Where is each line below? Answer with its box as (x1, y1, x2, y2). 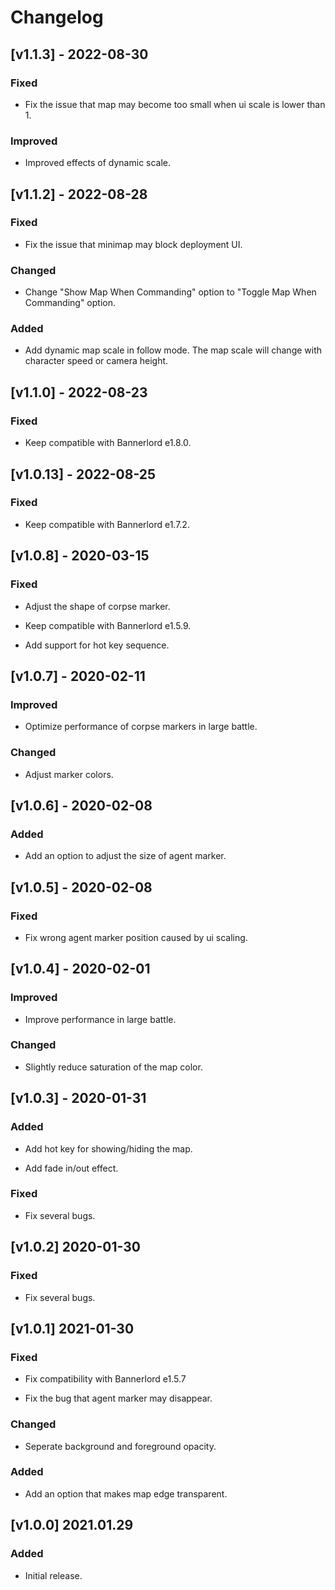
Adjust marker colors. (24, 768, 114, 780)
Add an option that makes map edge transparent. (24, 1487, 228, 1500)
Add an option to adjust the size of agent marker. (24, 850, 227, 862)
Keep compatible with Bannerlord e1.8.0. (24, 437, 192, 449)
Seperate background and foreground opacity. (24, 1440, 217, 1452)
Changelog (10, 6, 104, 29)
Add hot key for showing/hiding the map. (24, 1142, 193, 1155)
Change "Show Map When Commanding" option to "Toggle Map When (24, 286, 317, 298)
